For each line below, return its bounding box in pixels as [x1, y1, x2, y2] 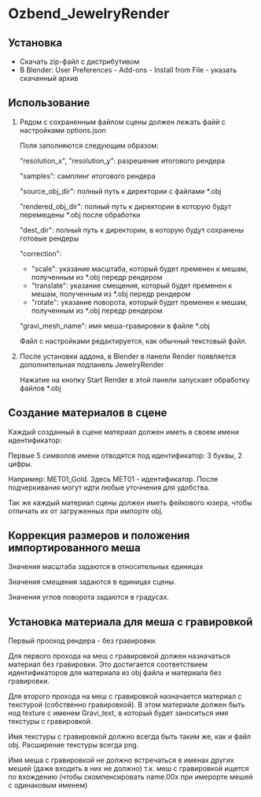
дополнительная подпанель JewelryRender [19, 359, 164, 369]
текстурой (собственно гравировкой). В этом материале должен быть [8, 700, 245, 710]
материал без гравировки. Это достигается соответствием [8, 659, 208, 669]
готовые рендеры [19, 233, 79, 243]
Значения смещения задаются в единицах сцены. [8, 577, 177, 586]
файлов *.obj [19, 383, 61, 393]
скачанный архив [19, 74, 79, 83]
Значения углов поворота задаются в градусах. [8, 593, 169, 602]
